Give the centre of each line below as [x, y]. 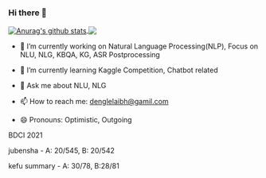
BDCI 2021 [25, 135]
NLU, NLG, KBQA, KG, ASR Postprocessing [90, 54]
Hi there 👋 [28, 13]
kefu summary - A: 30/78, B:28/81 [64, 165]
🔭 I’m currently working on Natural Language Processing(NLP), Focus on [139, 46]
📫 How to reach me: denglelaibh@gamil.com [94, 101]
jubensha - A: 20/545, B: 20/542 [62, 150]
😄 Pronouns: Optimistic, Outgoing [76, 119]
